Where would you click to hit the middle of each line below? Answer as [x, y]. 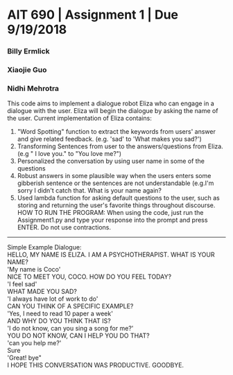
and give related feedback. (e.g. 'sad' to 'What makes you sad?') [110, 139]
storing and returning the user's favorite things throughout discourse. [116, 205]
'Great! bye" [24, 358]
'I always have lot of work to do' [53, 299]
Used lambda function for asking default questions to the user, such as [118, 198]
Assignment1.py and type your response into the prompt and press [112, 220]
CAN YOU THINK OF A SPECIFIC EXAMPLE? [70, 306]
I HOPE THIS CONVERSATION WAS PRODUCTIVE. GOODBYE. [96, 365]
